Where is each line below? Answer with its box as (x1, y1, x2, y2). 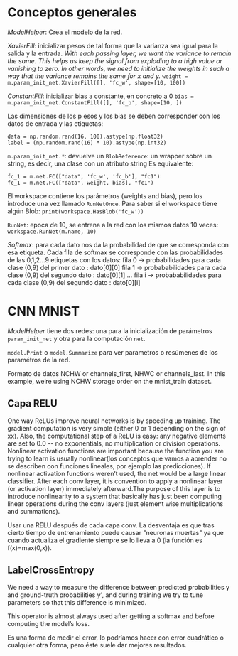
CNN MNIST (7, 303, 80, 320)
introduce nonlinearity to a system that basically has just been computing (7, 492, 222, 500)
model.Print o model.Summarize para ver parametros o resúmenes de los (7, 348, 218, 356)
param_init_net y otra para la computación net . (7, 334, 146, 343)
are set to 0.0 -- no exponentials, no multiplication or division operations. (7, 439, 221, 448)
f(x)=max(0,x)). (7, 543, 52, 552)
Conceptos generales (7, 4, 137, 21)
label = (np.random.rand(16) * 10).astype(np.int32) (7, 139, 167, 146)
